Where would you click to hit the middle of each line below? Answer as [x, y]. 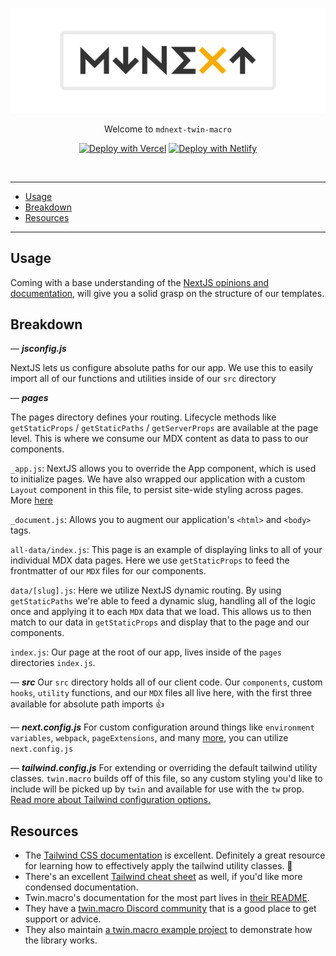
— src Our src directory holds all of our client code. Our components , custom [166, 682]
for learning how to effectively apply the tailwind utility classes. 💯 [158, 866]
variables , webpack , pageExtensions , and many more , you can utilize [149, 738]
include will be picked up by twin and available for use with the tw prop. [157, 789]
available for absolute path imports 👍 [87, 704]
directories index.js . [53, 663]
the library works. [61, 940]
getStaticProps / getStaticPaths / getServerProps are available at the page [164, 428]
